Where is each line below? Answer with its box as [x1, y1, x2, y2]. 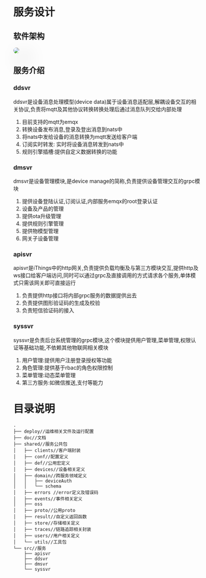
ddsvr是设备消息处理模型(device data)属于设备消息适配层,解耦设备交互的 [13, 98, 191, 105]
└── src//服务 [13, 545, 47, 551]
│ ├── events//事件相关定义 [13, 496, 83, 502]
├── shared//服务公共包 [13, 441, 68, 447]
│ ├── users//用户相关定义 [13, 533, 80, 539]
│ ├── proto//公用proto [13, 507, 75, 513]
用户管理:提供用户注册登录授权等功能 [21, 356, 112, 363]
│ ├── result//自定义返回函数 [13, 514, 87, 520]
